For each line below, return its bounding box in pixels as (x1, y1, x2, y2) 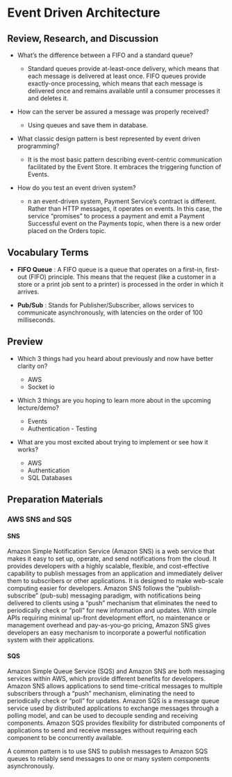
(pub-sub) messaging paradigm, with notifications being (39, 591, 201, 600)
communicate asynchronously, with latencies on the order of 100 (17, 308, 203, 317)
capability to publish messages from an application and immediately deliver (7, 569, 223, 578)
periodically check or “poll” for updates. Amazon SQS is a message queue (7, 697, 220, 705)
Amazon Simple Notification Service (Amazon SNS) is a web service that (7, 547, 215, 556)
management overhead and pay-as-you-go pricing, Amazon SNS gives (7, 621, 210, 630)
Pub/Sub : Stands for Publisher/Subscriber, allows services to (17, 301, 194, 309)
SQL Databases (27, 473, 73, 481)
